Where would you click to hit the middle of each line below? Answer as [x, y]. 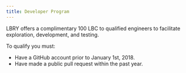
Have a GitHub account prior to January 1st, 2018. [75, 57]
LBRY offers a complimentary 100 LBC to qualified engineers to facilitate [93, 28]
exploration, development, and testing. [53, 34]
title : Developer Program [38, 11]
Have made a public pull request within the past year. [79, 64]
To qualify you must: [31, 46]
